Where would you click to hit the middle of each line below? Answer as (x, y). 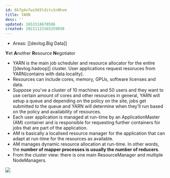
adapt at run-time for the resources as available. (63, 139)
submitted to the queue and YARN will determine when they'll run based (88, 106)
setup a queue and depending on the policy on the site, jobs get (79, 101)
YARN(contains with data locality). (48, 74)
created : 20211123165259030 (35, 29)
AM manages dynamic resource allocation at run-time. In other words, (86, 144)
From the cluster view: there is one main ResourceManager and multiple (88, 155)
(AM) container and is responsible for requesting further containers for (87, 123)
